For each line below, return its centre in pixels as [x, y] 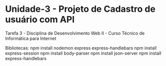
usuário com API [40, 19]
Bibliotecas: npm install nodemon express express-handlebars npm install [81, 48]
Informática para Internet [31, 38]
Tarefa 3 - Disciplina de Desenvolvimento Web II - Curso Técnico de [75, 33]
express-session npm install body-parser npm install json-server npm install [83, 53]
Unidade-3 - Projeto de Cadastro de [80, 9]
